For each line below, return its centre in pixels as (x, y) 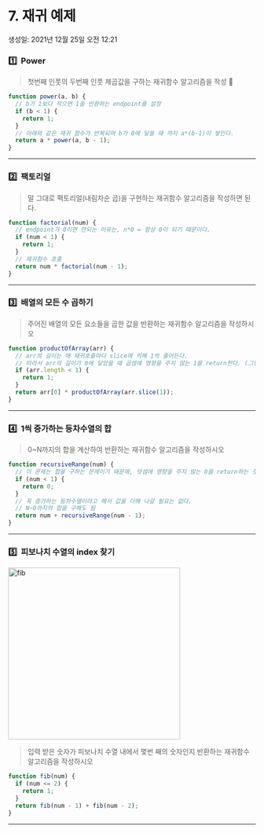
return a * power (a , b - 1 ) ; (63, 141)
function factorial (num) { (52, 222)
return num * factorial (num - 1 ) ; (71, 266)
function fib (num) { (42, 776)
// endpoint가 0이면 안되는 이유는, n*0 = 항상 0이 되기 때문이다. (113, 230)
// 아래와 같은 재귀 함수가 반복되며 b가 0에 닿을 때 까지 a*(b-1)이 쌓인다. (125, 133)
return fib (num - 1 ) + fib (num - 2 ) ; (77, 805)
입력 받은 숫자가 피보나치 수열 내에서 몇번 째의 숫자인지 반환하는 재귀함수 (138, 752)
